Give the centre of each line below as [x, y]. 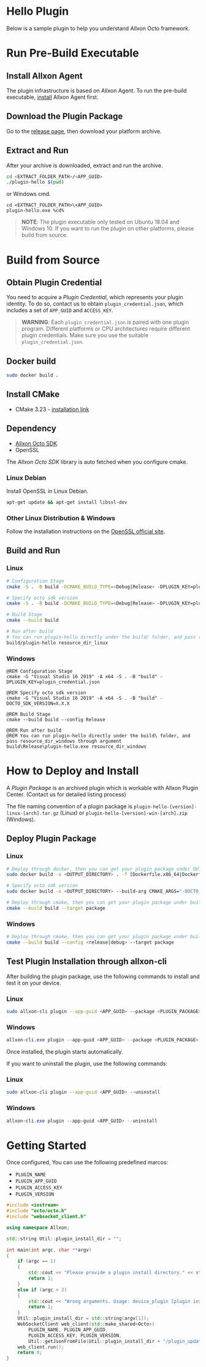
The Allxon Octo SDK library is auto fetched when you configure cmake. [97, 461]
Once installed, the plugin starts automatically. [65, 1052]
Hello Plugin [38, 11]
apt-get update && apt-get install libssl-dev [67, 502]
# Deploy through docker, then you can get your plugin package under [98, 869]
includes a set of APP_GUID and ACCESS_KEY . [60, 310]
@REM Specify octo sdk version [46, 692]
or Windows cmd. [29, 194]
